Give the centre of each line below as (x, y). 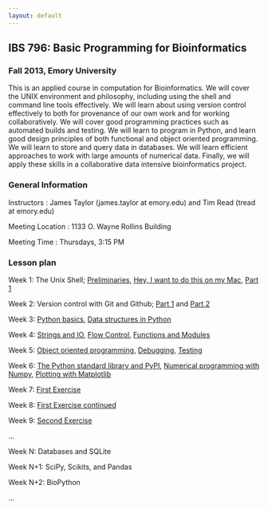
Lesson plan (32, 262)
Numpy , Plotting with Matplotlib (60, 374)
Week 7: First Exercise (45, 389)
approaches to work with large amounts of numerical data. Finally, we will (129, 156)
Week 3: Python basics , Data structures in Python (90, 319)
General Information (48, 185)
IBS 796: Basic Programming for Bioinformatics (128, 48)
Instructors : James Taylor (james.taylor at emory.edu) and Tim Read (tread (132, 202)
